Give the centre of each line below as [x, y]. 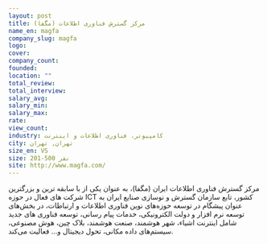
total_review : [32, 83]
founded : [23, 68]
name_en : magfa [34, 31]
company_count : [34, 61]
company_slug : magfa [43, 38]
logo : [17, 46]
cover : [19, 53]
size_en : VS [28, 151]
